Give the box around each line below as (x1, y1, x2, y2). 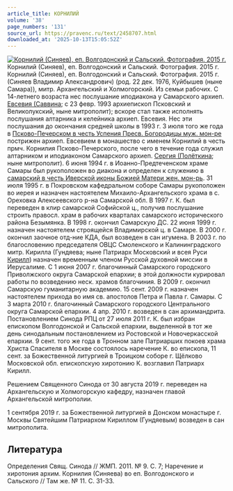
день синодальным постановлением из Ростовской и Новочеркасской (7, 329, 218, 338)
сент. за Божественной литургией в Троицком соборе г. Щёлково (7, 352, 203, 360)
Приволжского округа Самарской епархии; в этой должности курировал (7, 270, 225, 279)
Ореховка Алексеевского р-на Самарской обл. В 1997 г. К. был (7, 196, 195, 204)
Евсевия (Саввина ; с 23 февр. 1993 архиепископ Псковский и (7, 100, 191, 108)
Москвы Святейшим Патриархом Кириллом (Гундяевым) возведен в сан (7, 416, 225, 424)
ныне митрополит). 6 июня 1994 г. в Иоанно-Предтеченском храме (7, 159, 209, 167)
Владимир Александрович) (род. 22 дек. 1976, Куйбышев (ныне (33, 77, 223, 86)
